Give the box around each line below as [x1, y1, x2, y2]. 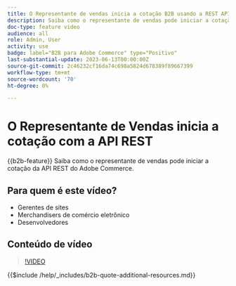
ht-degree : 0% [7, 82, 49, 89]
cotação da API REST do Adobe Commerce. [7, 164, 134, 173]
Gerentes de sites [17, 203, 69, 212]
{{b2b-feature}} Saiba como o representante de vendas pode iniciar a [7, 157, 209, 165]
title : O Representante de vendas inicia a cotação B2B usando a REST [7, 10, 218, 18]
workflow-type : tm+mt [7, 69, 71, 76]
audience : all [7, 30, 49, 37]
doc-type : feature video [7, 23, 80, 30]
